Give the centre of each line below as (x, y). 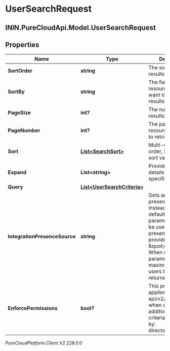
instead (157, 208)
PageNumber (24, 131)
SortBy (16, 92)
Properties (22, 44)
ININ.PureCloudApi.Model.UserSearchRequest (80, 28)
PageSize (19, 113)
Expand (17, 172)
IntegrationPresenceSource (42, 237)
